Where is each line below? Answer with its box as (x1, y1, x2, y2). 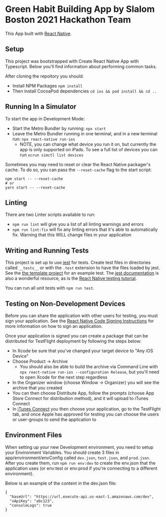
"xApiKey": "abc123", (9, 499, 55, 504)
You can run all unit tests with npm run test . (5, 285, 95, 291)
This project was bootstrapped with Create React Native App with (5, 58, 139, 64)
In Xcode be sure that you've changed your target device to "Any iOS (12, 348, 154, 354)
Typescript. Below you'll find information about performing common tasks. (5, 63, 157, 69)
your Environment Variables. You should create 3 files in (5, 449, 119, 455)
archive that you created (12, 385, 62, 391)
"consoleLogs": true (9, 503, 52, 508)
